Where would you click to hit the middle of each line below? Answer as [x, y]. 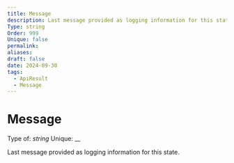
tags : [15, 72]
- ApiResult [31, 78]
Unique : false [28, 40]
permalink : [23, 46]
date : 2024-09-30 [32, 65]
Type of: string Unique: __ [44, 139]
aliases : [20, 53]
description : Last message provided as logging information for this [110, 20]
